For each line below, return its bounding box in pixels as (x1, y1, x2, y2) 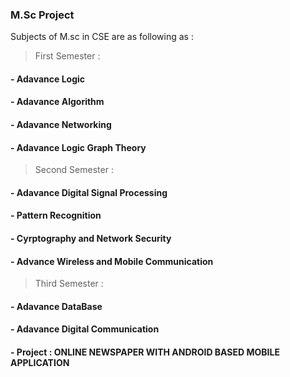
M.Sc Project (10, 8, 75, 22)
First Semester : (34, 50, 101, 62)
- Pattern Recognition (10, 209, 102, 222)
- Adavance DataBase (10, 300, 103, 312)
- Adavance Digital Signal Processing (10, 186, 168, 198)
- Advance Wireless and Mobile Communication (10, 255, 214, 267)
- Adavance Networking (10, 119, 112, 131)
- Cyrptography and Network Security (10, 233, 172, 245)
